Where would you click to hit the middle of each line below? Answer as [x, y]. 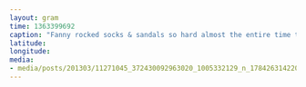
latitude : [28, 43]
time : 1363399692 [42, 26]
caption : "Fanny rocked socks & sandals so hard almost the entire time [150, 34]
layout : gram [34, 18]
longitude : [30, 52]
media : [22, 60]
